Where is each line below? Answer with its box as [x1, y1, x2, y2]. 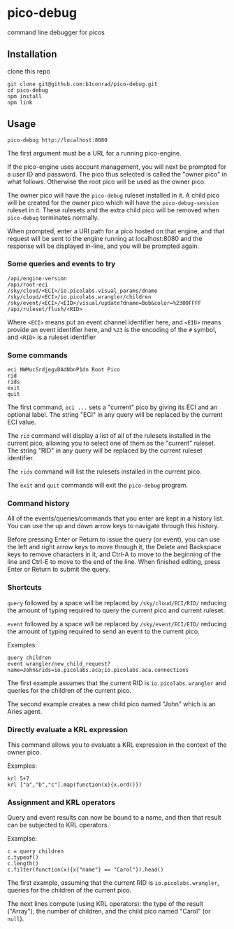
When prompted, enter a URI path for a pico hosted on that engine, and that [7, 226, 225, 235]
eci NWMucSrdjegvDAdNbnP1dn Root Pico [7, 366, 120, 373]
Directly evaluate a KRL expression [7, 724, 128, 734]
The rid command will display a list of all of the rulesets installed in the [7, 432, 211, 440]
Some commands [7, 350, 68, 360]
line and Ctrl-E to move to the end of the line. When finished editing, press [7, 558, 221, 566]
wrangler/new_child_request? [25, 660, 111, 667]
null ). [7, 914, 24, 923]
